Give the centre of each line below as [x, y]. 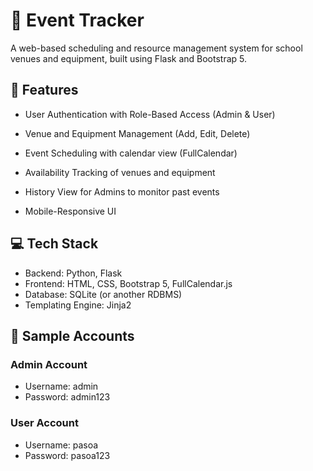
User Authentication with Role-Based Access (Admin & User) [150, 114]
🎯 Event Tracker [77, 20]
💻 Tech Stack [54, 244]
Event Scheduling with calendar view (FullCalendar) [131, 153]
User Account [44, 423]
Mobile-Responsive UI [70, 211]
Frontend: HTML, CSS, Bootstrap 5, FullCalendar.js [128, 283]
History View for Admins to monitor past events [122, 191]
